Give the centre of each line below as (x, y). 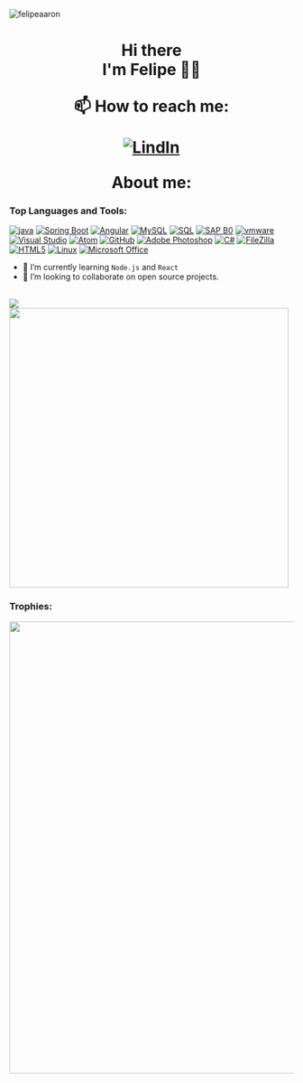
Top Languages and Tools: (69, 211)
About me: (151, 183)
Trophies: (31, 607)
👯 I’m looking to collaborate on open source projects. (120, 277)
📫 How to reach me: (151, 106)
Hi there (151, 51)
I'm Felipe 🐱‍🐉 (151, 70)
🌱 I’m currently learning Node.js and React (100, 268)
